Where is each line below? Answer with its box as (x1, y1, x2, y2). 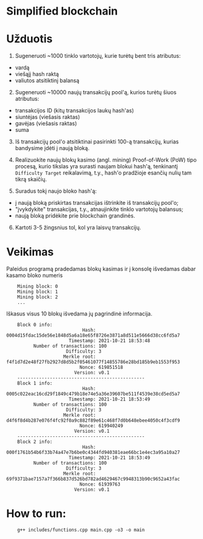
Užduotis (6, 32, 53, 46)
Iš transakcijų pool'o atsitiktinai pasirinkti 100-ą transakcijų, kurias (15, 138, 179, 145)
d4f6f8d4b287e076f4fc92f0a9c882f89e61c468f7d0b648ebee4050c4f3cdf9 (6, 417, 181, 424)
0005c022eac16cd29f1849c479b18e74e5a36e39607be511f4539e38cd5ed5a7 (6, 391, 181, 397)
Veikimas (6, 245, 54, 259)
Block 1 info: (17, 380, 53, 386)
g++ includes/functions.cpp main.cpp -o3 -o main (17, 527, 145, 533)
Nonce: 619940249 (79, 423, 123, 429)
